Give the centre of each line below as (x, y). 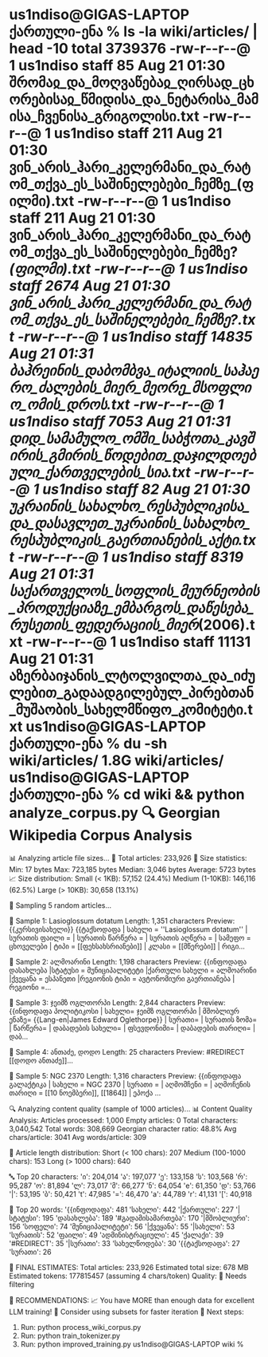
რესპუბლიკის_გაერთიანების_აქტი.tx (133, 540)
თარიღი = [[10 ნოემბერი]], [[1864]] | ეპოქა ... (85, 1093)
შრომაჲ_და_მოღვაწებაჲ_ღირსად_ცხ (132, 83)
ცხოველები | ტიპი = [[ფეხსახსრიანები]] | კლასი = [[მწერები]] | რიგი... (127, 946)
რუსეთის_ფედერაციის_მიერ (104, 625)
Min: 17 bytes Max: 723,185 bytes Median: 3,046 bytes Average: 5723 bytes (133, 869)
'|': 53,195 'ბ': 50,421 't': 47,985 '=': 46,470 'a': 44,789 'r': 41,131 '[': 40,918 (131, 1193)
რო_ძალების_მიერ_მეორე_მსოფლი (130, 388)
